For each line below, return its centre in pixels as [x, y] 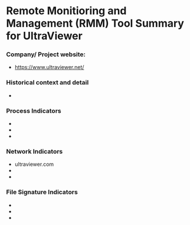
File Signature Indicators [42, 192]
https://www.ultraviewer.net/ [49, 67]
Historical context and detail [47, 83]
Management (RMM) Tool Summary [95, 23]
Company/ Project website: [46, 54]
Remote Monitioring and [66, 11]
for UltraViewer [44, 36]
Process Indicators [34, 110]
